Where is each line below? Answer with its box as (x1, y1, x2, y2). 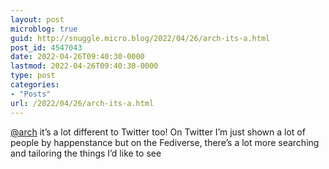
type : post (10, 71, 56, 81)
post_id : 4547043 (10, 42, 83, 53)
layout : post (10, 14, 65, 25)
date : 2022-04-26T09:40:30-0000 (10, 52, 145, 62)
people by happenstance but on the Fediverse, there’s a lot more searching (10, 136, 320, 148)
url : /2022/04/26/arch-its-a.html (10, 98, 155, 108)
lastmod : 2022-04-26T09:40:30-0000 (10, 61, 159, 71)
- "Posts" (10, 89, 52, 99)
